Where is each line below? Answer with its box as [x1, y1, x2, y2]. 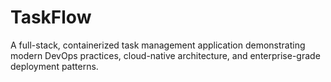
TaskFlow [10, 6, 92, 29]
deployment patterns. [10, 60, 99, 72]
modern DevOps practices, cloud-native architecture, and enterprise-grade [10, 49, 321, 61]
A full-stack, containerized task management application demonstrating [10, 39, 306, 51]
